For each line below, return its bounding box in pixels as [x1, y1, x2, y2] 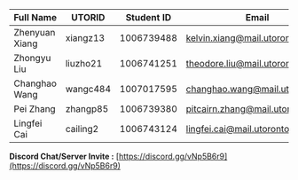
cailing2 [65, 123, 99, 135]
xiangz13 [65, 32, 105, 43]
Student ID [125, 12, 171, 23]
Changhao [13, 77, 58, 90]
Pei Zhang [13, 103, 56, 114]
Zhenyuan [13, 27, 56, 38]
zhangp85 [65, 103, 109, 114]
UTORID [70, 12, 106, 23]
